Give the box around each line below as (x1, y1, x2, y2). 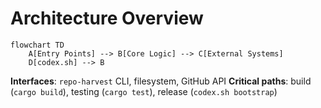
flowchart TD (10, 40, 65, 50)
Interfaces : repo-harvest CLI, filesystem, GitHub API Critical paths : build (10, 75, 312, 87)
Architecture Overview (10, 7, 204, 30)
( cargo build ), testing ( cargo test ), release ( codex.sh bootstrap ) (10, 85, 278, 97)
